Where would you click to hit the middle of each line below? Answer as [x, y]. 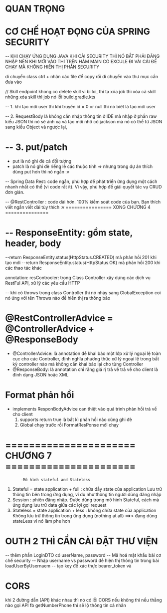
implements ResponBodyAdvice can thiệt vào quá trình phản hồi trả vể [84, 408]
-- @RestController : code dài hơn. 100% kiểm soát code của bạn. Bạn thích [83, 202]
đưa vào [14, 82]
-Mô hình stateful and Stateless [56, 480]
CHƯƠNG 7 [29, 456]
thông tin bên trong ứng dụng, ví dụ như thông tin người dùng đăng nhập [87, 494]
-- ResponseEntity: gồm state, [69, 233]
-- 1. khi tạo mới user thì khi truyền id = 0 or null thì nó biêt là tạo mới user [81, 107]
